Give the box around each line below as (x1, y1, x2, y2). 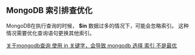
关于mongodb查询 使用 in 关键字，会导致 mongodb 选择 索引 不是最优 (6, 42, 177, 49)
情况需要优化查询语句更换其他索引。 (6, 29, 95, 36)
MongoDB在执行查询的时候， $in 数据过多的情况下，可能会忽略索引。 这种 (6, 22, 189, 29)
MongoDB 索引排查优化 (6, 5, 93, 16)
